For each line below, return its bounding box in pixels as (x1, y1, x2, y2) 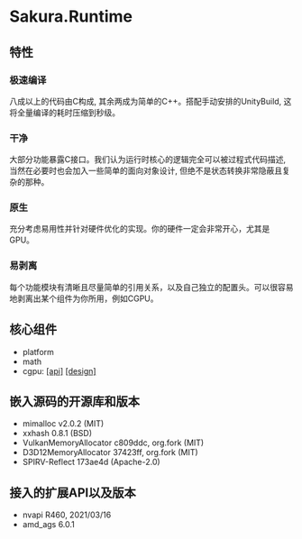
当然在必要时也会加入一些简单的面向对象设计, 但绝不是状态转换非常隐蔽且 (9, 165, 282, 177)
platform (22, 346, 54, 357)
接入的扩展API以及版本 (9, 485, 137, 500)
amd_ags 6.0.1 (22, 519, 75, 530)
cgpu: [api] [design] (22, 365, 96, 376)
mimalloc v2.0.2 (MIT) (22, 418, 105, 429)
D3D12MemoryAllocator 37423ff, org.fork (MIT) (22, 447, 198, 458)
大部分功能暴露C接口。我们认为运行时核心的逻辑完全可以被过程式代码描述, (9, 154, 287, 165)
